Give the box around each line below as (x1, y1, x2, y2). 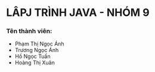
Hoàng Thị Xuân (14, 59, 55, 66)
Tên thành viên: (6, 27, 52, 35)
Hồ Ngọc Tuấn (14, 53, 51, 60)
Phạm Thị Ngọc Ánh (14, 40, 64, 47)
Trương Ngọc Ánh (14, 47, 59, 54)
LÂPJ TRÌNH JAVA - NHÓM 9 (6, 6, 150, 19)
